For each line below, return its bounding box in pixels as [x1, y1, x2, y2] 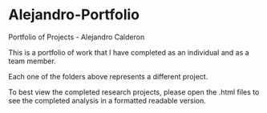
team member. [8, 56, 56, 66]
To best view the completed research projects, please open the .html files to [8, 87, 260, 97]
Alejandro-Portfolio [8, 6, 140, 24]
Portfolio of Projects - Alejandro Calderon [8, 32, 145, 42]
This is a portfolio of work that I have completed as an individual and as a [8, 47, 250, 57]
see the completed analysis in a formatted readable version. [8, 95, 207, 105]
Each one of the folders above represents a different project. [8, 71, 208, 81]
